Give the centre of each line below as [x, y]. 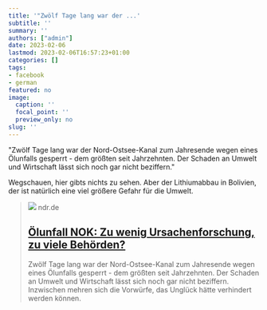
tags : [17, 68]
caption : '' [35, 105]
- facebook [26, 75]
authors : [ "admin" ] [41, 38]
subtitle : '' [30, 23]
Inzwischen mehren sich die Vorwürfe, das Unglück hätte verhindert [140, 289]
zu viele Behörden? [77, 245]
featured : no [30, 90]
